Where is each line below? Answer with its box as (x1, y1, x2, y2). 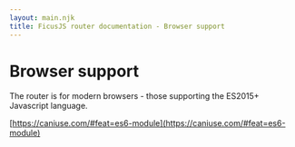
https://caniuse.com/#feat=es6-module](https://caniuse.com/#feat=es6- (12, 118, 286, 129)
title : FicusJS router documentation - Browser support (9, 22, 225, 31)
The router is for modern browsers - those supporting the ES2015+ (9, 91, 261, 102)
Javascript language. (9, 101, 88, 112)
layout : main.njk (9, 13, 75, 23)
